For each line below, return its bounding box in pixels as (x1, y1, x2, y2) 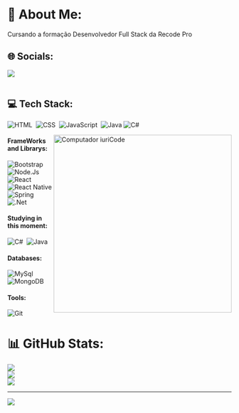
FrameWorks (7, 136, 46, 145)
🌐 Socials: (7, 50, 54, 63)
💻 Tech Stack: (7, 98, 73, 110)
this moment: (7, 222, 48, 230)
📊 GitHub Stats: (7, 336, 105, 351)
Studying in (7, 214, 43, 222)
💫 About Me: (7, 6, 83, 23)
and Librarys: (7, 144, 48, 153)
